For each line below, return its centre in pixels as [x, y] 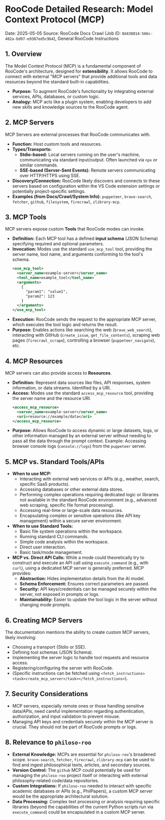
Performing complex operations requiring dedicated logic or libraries [89, 495]
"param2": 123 [40, 296]
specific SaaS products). [45, 484]
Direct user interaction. [43, 547]
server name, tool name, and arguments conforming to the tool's [78, 254]
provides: [22, 573]
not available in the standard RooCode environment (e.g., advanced [88, 500]
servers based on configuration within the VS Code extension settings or [86, 186]
